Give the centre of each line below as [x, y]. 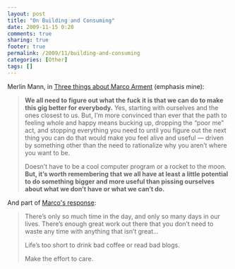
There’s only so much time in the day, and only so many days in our [122, 216]
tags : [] [20, 66]
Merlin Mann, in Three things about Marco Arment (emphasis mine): [106, 86]
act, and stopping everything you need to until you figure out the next [126, 130]
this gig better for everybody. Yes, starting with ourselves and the [121, 107]
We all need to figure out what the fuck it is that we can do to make [124, 100]
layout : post [26, 14]
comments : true [30, 34]
